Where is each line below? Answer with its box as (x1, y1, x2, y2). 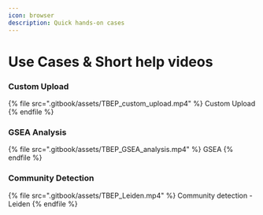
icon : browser (8, 11, 55, 20)
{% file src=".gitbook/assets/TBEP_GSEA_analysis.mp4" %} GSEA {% (8, 145, 234, 154)
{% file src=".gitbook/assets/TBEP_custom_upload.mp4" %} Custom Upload (8, 98, 256, 108)
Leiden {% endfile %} (8, 198, 78, 209)
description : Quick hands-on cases (8, 19, 125, 27)
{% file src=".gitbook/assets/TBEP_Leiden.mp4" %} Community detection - (8, 191, 254, 200)
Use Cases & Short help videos (8, 53, 213, 71)
